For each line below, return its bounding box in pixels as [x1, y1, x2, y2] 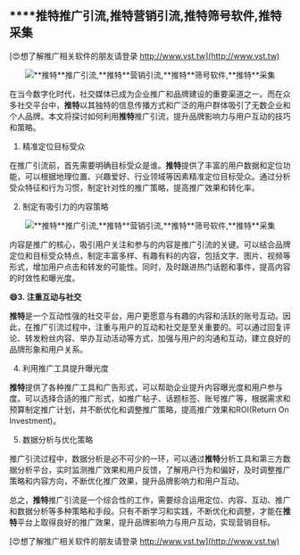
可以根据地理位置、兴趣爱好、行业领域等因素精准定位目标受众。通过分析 [24, 170, 291, 181]
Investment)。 [9, 415, 61, 426]
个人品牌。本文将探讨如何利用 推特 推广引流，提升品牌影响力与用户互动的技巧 [9, 111, 291, 121]
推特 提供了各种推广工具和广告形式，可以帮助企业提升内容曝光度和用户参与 [9, 382, 283, 393]
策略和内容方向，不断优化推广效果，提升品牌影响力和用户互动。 [9, 476, 244, 486]
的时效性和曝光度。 [9, 272, 80, 283]
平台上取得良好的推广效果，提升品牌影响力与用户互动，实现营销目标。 [17, 517, 275, 527]
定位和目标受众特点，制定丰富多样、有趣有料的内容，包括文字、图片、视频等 [9, 250, 291, 261]
